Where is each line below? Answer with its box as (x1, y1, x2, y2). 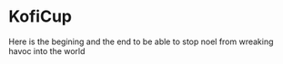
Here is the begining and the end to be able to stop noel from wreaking (8, 36, 274, 47)
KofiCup (8, 6, 72, 27)
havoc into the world (8, 45, 86, 56)
